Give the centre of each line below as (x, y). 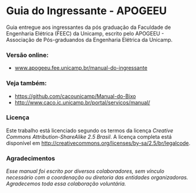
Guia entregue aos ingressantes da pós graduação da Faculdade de (89, 27)
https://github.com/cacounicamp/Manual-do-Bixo (75, 96)
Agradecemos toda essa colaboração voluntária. (66, 184)
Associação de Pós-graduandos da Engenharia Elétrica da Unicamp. (89, 40)
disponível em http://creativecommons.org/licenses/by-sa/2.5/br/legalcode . (98, 143)
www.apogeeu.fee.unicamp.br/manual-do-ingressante (81, 68)
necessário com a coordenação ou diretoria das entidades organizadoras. (97, 178)
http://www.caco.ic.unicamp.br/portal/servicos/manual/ (82, 102)
